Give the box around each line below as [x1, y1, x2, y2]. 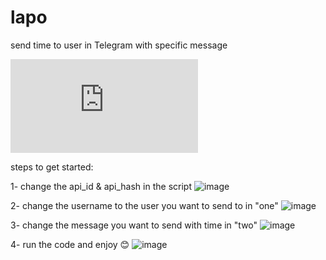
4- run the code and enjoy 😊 [10, 238, 130, 250]
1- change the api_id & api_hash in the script [10, 180, 192, 192]
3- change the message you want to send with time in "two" [10, 219, 258, 231]
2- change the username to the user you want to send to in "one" [10, 199, 279, 211]
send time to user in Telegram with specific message [10, 39, 228, 51]
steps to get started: [10, 161, 94, 173]
